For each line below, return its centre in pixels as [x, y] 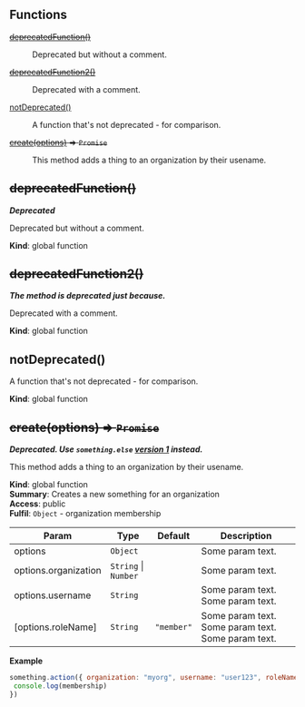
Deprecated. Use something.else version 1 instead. [106, 449]
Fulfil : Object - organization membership [85, 514]
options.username [53, 595]
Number [124, 576]
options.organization [58, 571]
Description [246, 536]
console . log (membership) [60, 686]
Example [26, 661]
